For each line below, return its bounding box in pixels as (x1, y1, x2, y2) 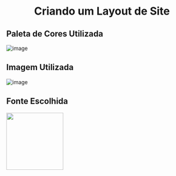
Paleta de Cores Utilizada (6, 29, 103, 39)
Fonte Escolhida (6, 96, 69, 107)
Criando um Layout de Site (34, 4, 170, 18)
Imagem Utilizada (6, 62, 74, 72)
